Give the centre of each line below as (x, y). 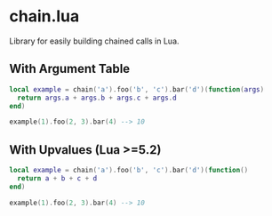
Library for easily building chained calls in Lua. (94, 41)
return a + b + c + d (57, 178)
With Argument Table (70, 69)
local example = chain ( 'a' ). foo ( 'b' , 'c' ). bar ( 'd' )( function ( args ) (137, 89)
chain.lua (44, 16)
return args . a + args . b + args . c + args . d (97, 98)
